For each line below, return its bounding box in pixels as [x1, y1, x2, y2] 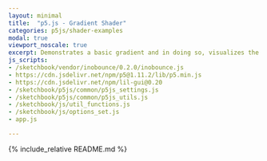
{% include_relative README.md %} [8, 144, 128, 154]
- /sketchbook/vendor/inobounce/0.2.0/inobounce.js [8, 64, 184, 72]
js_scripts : [8, 57, 48, 65]
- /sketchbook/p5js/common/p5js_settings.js [8, 85, 159, 94]
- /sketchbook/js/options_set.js [8, 108, 120, 116]
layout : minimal [8, 11, 62, 20]
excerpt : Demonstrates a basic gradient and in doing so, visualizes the [8, 49, 260, 57]
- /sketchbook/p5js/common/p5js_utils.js [8, 93, 149, 101]
